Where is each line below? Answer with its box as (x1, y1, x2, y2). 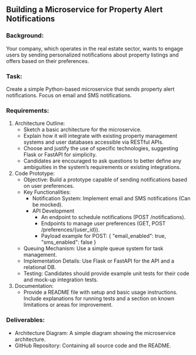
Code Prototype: (14, 170, 55, 177)
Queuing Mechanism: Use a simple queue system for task (23, 245, 164, 252)
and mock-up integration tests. (23, 276, 98, 283)
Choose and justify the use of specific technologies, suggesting (23, 145, 178, 152)
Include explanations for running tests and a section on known (23, 295, 175, 302)
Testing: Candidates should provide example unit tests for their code (23, 270, 190, 277)
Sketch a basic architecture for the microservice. (23, 126, 142, 133)
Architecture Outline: (14, 120, 65, 127)
